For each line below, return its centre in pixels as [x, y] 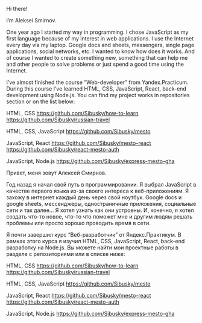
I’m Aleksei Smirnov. [31, 20]
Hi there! [17, 9]
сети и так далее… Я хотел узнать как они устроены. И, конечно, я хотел [100, 210]
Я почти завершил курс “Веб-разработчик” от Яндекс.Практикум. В [94, 235]
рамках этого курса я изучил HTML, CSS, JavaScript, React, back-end [96, 241]
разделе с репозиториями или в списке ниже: [66, 254]
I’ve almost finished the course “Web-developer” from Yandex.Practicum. [97, 82]
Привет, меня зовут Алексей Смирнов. [56, 173]
